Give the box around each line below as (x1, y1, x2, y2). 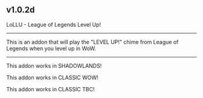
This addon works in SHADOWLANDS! (6, 62, 102, 69)
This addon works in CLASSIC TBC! (6, 85, 95, 93)
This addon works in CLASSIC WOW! (6, 74, 98, 81)
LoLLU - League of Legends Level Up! (6, 21, 101, 28)
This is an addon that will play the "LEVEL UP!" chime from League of (6, 38, 179, 45)
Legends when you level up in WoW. (6, 45, 97, 52)
